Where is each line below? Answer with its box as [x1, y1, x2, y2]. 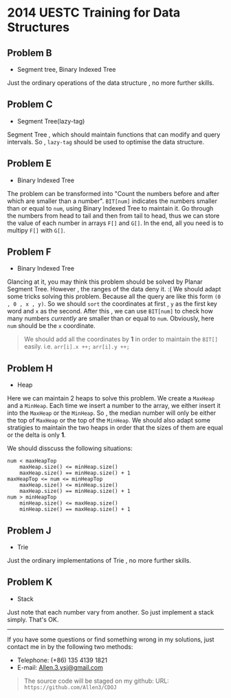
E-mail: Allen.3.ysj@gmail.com [16, 663, 103, 671]
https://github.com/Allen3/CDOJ [23, 684, 117, 691]
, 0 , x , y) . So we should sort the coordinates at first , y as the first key [7, 300, 218, 308]
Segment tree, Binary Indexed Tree [16, 66, 116, 73]
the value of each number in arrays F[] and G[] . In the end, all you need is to [7, 219, 223, 227]
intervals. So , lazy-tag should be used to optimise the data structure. [7, 137, 205, 146]
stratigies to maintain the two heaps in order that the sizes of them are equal [7, 423, 223, 432]
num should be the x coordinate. [7, 322, 96, 330]
